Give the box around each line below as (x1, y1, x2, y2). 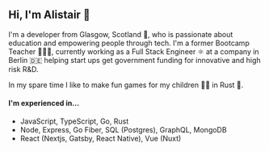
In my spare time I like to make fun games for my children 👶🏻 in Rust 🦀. (8, 80, 244, 90)
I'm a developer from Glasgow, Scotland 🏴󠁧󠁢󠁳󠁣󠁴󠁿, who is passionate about (8, 29, 233, 39)
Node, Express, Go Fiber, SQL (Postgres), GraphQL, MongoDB (19, 125, 228, 135)
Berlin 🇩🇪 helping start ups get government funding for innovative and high (8, 55, 261, 65)
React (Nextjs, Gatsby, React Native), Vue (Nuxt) (19, 134, 182, 144)
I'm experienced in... (8, 99, 79, 108)
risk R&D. (8, 64, 39, 73)
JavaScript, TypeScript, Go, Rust (19, 116, 129, 126)
